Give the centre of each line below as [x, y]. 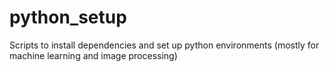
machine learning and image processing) [93, 55]
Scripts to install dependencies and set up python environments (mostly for [164, 45]
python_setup [68, 17]
